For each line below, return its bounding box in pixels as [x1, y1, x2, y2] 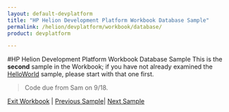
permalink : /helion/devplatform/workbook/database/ [7, 23, 162, 30]
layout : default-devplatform [7, 10, 93, 17]
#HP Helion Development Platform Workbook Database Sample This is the [7, 55, 223, 64]
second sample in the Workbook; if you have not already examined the [7, 62, 213, 71]
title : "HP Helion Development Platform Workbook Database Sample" [7, 17, 210, 24]
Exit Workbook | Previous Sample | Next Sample [7, 97, 145, 106]
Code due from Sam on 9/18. [24, 83, 109, 92]
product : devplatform [7, 29, 71, 37]
